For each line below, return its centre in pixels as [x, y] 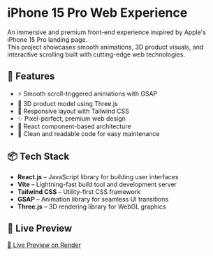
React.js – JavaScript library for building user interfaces [98, 176]
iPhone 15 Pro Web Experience [97, 13]
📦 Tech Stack [38, 157]
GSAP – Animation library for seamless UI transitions [93, 199]
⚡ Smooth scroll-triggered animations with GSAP [87, 93]
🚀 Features [31, 76]
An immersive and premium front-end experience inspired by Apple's [106, 32]
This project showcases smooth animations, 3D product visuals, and [105, 47]
